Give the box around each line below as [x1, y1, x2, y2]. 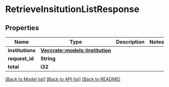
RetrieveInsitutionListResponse [5, 4, 140, 15]
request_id [8, 55, 34, 62]
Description [116, 39, 145, 45]
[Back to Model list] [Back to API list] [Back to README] [5, 76, 121, 82]
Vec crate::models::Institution [40, 47, 112, 54]
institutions [8, 47, 36, 54]
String [40, 55, 56, 62]
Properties [5, 24, 39, 32]
